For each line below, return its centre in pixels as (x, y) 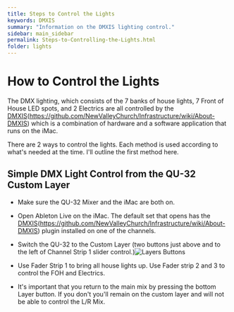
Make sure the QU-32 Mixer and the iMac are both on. (96, 202)
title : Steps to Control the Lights (61, 14)
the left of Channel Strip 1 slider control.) (76, 251)
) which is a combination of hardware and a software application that (127, 123)
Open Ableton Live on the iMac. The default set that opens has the (114, 216)
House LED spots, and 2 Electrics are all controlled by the (91, 108)
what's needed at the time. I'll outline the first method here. (93, 151)
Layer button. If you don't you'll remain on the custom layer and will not (121, 294)
